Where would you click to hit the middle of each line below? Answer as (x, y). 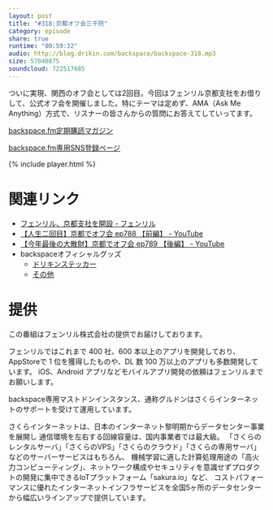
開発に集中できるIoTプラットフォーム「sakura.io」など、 (117, 477)
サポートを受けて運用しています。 (79, 409)
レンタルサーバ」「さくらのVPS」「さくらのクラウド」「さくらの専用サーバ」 (135, 447)
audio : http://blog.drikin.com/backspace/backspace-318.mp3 (113, 54)
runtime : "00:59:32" (43, 46)
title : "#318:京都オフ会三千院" (58, 24)
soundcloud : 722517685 (47, 69)
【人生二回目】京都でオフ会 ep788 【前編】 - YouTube (112, 233)
